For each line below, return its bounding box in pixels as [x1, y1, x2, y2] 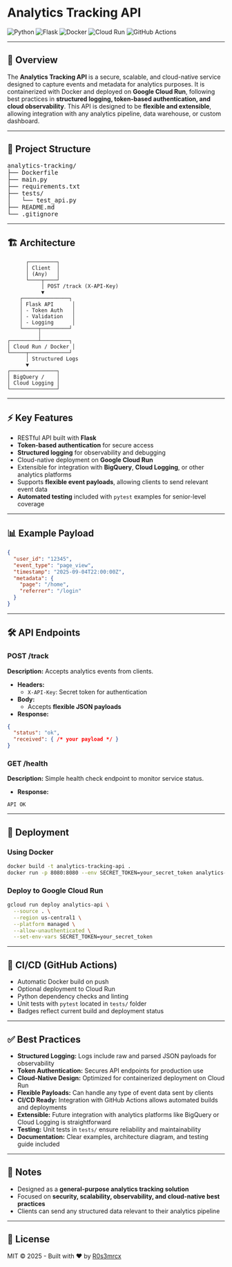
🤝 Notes [7, 1167, 42, 1178]
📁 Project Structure [7, 143, 91, 155]
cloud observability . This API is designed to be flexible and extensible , [7, 102, 212, 110]
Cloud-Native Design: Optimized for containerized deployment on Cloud [17, 1073, 225, 1082]
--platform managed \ [13, 921, 76, 927]
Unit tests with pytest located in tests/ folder [17, 999, 147, 1008]
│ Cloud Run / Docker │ [7, 344, 76, 351]
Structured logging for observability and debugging [17, 448, 166, 457]
